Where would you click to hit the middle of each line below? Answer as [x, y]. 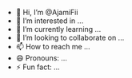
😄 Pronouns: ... [42, 58]
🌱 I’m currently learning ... [58, 29]
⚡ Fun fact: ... [38, 67]
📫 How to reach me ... [53, 47]
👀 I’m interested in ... [50, 21]
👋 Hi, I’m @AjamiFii [47, 12]
